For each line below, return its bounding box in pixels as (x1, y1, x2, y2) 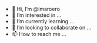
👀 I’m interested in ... (11, 12, 62, 19)
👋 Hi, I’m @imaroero (11, 6, 61, 12)
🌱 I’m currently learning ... (11, 18, 75, 24)
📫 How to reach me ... (11, 31, 66, 37)
